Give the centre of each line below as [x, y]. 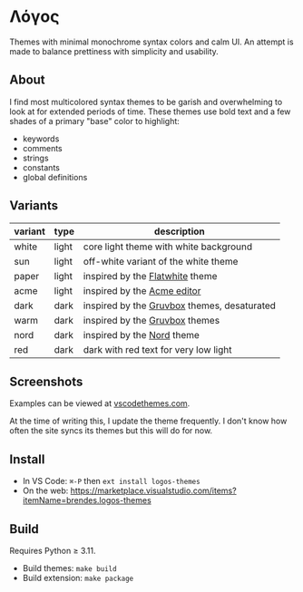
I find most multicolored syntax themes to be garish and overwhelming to [146, 102]
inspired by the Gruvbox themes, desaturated [180, 306]
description [180, 231]
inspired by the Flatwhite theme [150, 276]
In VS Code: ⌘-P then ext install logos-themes [112, 481]
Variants [34, 206]
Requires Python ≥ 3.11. [53, 551]
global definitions [55, 177]
